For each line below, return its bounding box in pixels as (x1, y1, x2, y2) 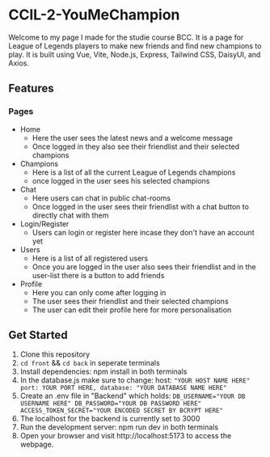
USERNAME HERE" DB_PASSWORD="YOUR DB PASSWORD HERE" (19, 400, 202, 408)
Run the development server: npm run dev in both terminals (19, 422, 219, 432)
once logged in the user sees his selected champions (32, 176, 210, 185)
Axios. (8, 58, 30, 68)
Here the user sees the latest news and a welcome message (32, 133, 233, 142)
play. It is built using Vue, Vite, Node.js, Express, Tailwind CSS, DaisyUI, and (8, 49, 261, 59)
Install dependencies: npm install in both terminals (19, 366, 188, 377)
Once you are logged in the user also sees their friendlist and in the (32, 261, 256, 272)
